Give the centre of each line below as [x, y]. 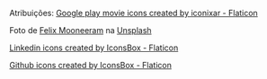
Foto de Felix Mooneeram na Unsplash [80, 30]
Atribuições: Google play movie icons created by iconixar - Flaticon [133, 13]
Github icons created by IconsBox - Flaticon [91, 65]
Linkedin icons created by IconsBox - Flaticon [94, 48]
